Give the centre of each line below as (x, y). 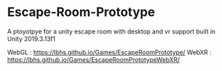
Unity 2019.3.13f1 (31, 38)
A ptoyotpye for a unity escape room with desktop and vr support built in (111, 31)
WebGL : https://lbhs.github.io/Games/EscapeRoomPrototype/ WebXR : (109, 52)
